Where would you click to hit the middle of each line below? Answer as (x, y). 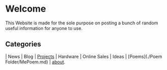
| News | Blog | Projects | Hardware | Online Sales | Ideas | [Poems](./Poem (84, 56)
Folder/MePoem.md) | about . (35, 62)
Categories (23, 44)
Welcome (26, 9)
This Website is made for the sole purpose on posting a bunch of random (82, 23)
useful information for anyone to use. (44, 28)
